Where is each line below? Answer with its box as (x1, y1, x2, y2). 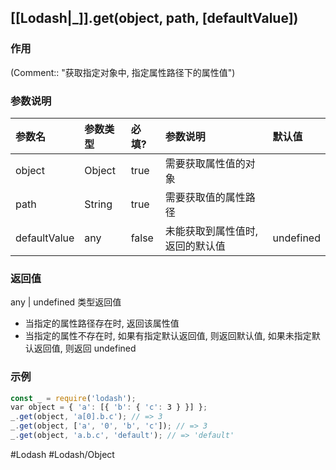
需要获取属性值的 (164, 156, 246, 170)
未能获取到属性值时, (164, 224, 259, 238)
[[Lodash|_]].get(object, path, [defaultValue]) (10, 10, 299, 27)
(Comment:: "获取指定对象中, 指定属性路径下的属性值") (10, 66, 236, 78)
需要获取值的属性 (164, 190, 246, 204)
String (84, 197, 113, 211)
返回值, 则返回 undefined (33, 342, 137, 355)
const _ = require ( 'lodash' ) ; (10, 393, 137, 403)
